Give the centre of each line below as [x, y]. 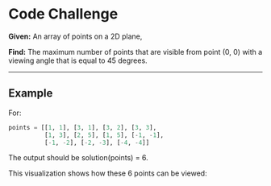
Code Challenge [63, 14]
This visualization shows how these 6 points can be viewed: [108, 173]
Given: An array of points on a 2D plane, [75, 36]
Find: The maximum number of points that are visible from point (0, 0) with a [135, 52]
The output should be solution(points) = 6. [79, 158]
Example [31, 93]
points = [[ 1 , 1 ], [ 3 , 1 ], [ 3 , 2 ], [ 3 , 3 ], [83, 127]
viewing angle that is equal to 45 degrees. [78, 60]
